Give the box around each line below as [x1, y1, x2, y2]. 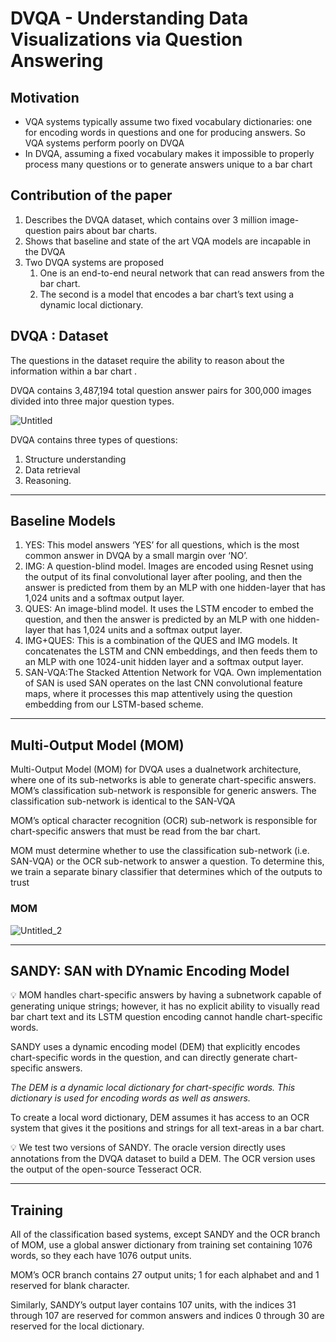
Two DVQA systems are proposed [24, 256, 165, 268]
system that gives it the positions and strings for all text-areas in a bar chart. [10, 1122, 325, 1134]
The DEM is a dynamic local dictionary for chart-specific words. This [10, 1082, 296, 1094]
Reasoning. [24, 474, 72, 486]
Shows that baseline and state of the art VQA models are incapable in [24, 235, 311, 247]
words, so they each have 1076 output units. [10, 1250, 192, 1262]
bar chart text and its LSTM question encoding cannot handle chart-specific [10, 1011, 323, 1023]
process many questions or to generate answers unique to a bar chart [24, 158, 313, 170]
